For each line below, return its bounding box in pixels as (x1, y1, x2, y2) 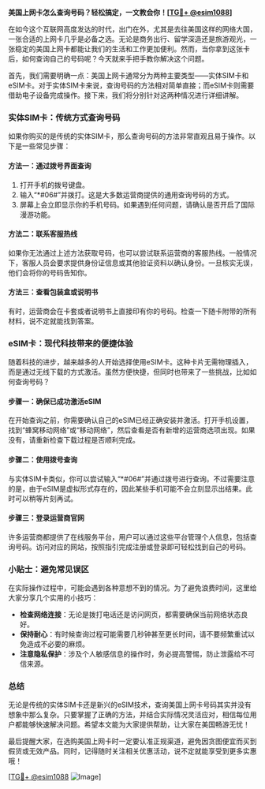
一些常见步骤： (21, 141, 71, 151)
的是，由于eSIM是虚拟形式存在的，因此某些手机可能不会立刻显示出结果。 (8, 484, 246, 493)
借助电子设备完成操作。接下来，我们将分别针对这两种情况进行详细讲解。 (8, 91, 243, 99)
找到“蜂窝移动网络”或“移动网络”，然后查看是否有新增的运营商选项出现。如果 (8, 425, 256, 435)
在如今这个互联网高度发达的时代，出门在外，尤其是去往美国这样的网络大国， (8, 24, 257, 34)
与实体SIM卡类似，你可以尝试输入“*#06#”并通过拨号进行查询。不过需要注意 (8, 473, 255, 484)
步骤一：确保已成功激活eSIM (8, 396, 102, 406)
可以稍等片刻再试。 (14, 493, 77, 503)
